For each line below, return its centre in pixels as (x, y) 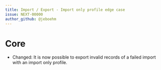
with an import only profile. (40, 63)
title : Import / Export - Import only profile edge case (65, 10)
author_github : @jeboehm (31, 19)
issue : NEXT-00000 (24, 14)
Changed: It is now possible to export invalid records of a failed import (84, 57)
